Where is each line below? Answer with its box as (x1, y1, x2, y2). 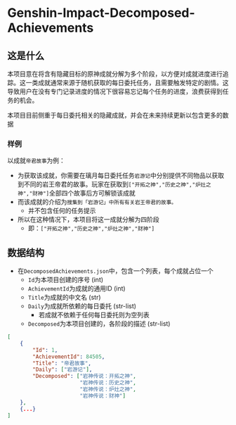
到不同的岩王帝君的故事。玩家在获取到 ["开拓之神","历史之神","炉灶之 (17, 180, 211, 189)
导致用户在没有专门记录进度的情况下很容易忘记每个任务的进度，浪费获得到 (7, 87, 223, 96)
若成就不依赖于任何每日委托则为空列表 (38, 311, 150, 319)
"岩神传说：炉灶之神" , (79, 386, 137, 393)
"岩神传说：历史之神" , (79, 379, 137, 386)
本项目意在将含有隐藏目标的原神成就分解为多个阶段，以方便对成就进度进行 (7, 70, 223, 78)
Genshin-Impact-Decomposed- (7, 5, 195, 21)
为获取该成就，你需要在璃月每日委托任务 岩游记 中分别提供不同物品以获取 (17, 171, 225, 180)
